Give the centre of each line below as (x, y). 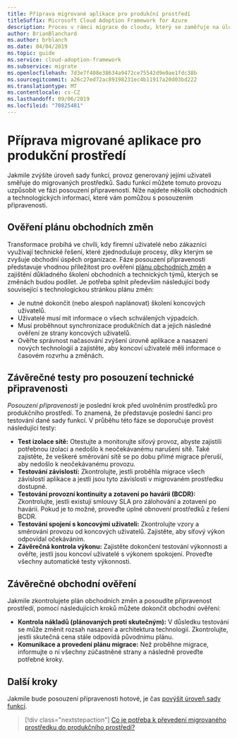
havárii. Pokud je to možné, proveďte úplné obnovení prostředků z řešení (123, 509)
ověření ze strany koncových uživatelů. (74, 333)
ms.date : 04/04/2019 (38, 47)
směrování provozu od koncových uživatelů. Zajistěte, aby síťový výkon (121, 532)
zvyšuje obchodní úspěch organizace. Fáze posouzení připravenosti (107, 259)
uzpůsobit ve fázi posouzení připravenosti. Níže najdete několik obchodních (117, 190)
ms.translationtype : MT (42, 86)
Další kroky (32, 682)
